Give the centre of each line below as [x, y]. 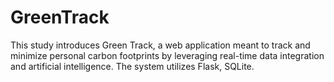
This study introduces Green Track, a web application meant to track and [160, 45]
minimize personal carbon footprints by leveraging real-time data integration [167, 55]
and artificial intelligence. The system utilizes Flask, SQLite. [132, 66]
